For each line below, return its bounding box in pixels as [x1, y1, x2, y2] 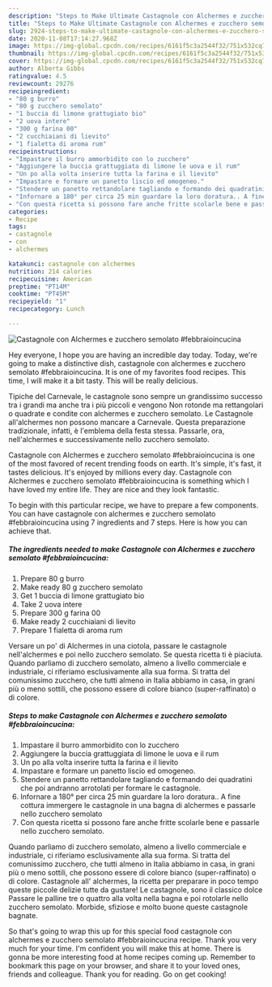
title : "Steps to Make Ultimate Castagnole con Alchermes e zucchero [8, 19, 249, 28]
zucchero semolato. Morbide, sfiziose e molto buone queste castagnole [8, 902, 249, 912]
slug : [8, 27, 27, 35]
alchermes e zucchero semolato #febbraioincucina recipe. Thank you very [8, 934, 257, 944]
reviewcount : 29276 [8, 79, 74, 87]
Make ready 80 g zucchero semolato [19, 582, 143, 592]
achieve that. [8, 525, 52, 535]
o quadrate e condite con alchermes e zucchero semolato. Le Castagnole [8, 408, 253, 418]
